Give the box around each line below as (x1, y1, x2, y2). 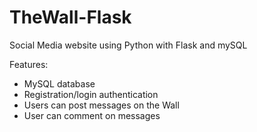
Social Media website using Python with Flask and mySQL (9, 39, 248, 51)
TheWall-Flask (9, 6, 132, 29)
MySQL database (23, 77, 96, 90)
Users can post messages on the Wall (23, 99, 180, 111)
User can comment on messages (23, 109, 161, 121)
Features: (9, 58, 49, 70)
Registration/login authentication (23, 88, 159, 100)
